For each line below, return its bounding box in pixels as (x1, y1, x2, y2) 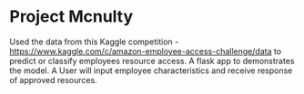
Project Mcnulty (9, 6, 134, 27)
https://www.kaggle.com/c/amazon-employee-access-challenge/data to (9, 45, 282, 56)
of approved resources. (9, 74, 97, 85)
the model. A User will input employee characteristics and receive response (9, 65, 293, 76)
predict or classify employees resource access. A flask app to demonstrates (9, 55, 295, 66)
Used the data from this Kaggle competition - (9, 36, 179, 47)
